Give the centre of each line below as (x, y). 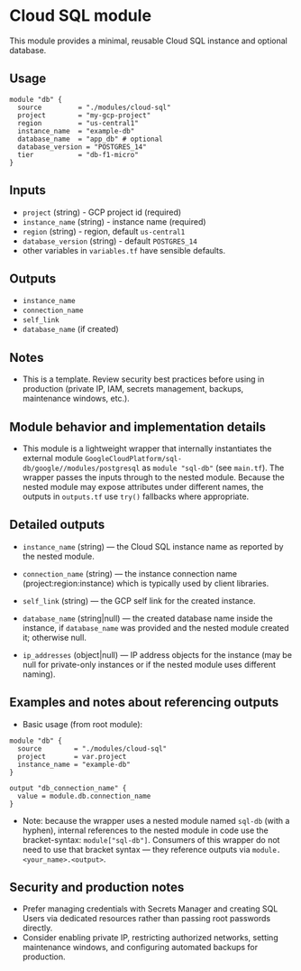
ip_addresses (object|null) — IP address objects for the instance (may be (157, 654)
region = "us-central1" (78, 123)
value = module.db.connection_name (84, 796)
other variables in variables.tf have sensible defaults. (124, 250)
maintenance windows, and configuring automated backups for (140, 948)
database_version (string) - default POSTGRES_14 (110, 241)
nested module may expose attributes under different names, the (143, 487)
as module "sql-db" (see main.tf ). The (213, 467)
